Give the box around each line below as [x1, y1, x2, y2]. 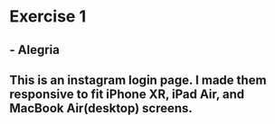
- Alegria [9, 42, 61, 58]
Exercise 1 [9, 6, 87, 27]
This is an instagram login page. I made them [9, 72, 267, 87]
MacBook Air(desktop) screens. [9, 101, 193, 116]
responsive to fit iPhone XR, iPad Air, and [9, 86, 245, 102]
